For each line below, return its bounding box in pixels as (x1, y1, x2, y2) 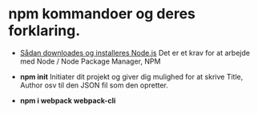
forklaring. (8, 21, 81, 40)
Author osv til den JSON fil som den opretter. (19, 80, 168, 90)
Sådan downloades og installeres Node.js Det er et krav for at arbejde (19, 48, 251, 57)
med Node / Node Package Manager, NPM (19, 56, 161, 66)
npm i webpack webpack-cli (19, 95, 116, 105)
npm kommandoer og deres (8, 5, 196, 23)
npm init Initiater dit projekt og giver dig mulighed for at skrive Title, (19, 72, 244, 81)
